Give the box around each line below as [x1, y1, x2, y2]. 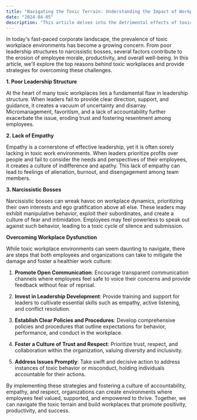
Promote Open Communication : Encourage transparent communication [14, 269, 189, 276]
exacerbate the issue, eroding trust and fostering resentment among [6, 115, 171, 122]
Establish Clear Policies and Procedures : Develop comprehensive [14, 317, 176, 324]
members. [6, 174, 31, 182]
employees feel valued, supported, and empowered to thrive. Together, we [6, 395, 186, 402]
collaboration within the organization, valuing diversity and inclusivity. [14, 347, 183, 354]
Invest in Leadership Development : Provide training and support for [14, 293, 180, 300]
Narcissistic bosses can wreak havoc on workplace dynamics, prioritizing [6, 197, 184, 204]
